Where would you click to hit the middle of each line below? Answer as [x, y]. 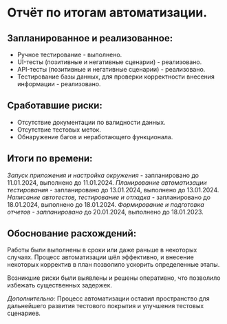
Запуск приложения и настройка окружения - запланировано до [103, 175]
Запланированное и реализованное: [90, 38]
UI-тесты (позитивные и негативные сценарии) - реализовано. [109, 62]
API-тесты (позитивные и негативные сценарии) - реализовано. [111, 69]
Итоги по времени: [50, 159]
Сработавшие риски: [55, 106]
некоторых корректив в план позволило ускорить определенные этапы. [113, 265]
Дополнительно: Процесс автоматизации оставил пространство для [108, 298]
